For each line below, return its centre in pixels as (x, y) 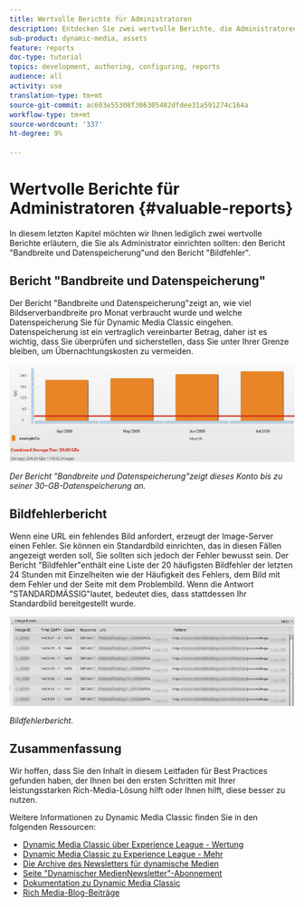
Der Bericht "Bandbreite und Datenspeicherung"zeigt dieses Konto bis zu (146, 476)
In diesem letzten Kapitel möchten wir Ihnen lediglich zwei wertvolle (136, 233)
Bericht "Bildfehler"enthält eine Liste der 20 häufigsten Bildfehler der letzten (151, 565)
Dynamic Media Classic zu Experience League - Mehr (123, 854)
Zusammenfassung (66, 749)
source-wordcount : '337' (56, 124)
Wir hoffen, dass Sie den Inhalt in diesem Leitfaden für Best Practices (139, 770)
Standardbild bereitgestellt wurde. (73, 603)
